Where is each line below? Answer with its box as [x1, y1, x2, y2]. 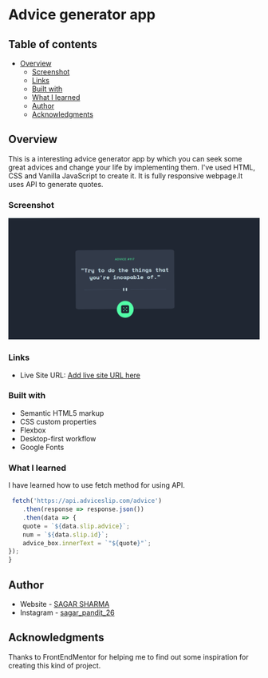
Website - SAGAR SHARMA [19, 599, 110, 608]
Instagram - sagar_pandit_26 [19, 608, 115, 617]
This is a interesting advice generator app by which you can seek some [8, 154, 242, 163]
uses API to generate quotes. [8, 179, 104, 189]
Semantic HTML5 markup [19, 408, 104, 417]
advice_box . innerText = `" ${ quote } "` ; [22, 539, 152, 547]
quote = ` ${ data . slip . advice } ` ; [22, 522, 130, 530]
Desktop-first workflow [19, 433, 97, 443]
